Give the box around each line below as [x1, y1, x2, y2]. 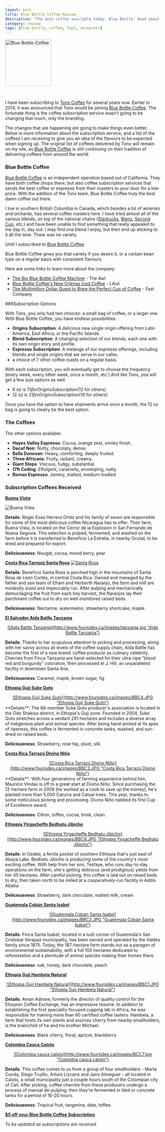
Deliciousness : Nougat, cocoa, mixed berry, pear [5, 550, 106, 556]
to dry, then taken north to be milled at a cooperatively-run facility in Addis [5, 877, 156, 883]
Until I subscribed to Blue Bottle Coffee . [5, 241, 85, 248]
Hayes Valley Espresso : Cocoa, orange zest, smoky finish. [12, 440, 132, 446]
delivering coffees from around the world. [5, 152, 90, 157]
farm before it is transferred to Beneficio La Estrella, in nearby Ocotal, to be [5, 535, 158, 541]
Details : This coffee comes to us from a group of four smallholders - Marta [5, 1066, 157, 1072]
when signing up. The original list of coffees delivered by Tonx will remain [5, 141, 155, 147]
